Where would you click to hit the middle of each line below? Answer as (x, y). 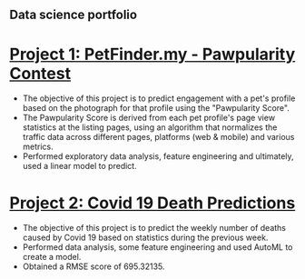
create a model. (52, 257)
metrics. (38, 147)
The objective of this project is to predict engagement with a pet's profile (159, 98)
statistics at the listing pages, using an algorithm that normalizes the (150, 127)
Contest (40, 73)
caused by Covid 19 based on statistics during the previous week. (145, 238)
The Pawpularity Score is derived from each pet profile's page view (148, 118)
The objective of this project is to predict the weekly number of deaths (154, 228)
